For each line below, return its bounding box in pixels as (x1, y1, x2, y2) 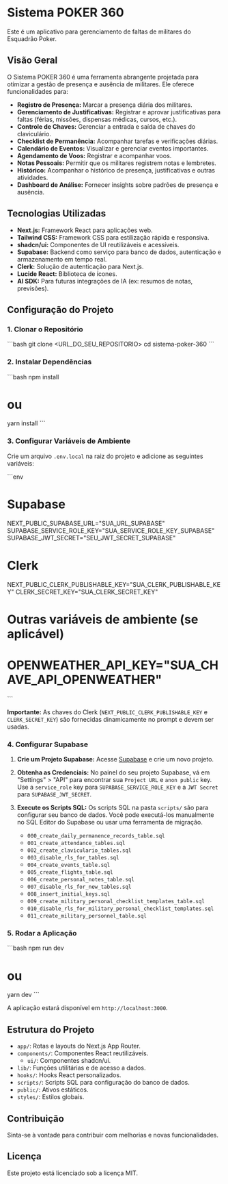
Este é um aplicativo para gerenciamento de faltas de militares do (7, 27, 191, 36)
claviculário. (16, 129, 51, 138)
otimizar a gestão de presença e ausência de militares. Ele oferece (7, 80, 195, 88)
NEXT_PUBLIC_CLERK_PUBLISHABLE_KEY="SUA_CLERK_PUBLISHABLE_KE (7, 580, 220, 588)
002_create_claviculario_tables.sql (27, 847, 132, 854)
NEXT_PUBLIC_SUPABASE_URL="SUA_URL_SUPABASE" (7, 519, 165, 527)
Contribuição (7, 1113, 65, 1124)
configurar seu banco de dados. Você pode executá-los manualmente (16, 811, 214, 819)
